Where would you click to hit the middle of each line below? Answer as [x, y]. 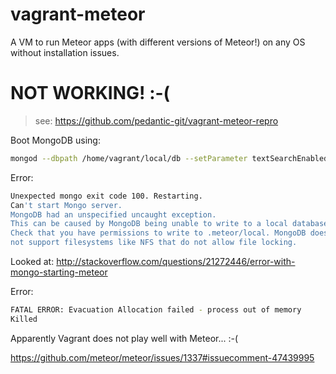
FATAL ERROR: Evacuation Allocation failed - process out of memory [156, 310]
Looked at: [32, 261]
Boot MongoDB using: [55, 140]
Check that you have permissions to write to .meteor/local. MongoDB [158, 233]
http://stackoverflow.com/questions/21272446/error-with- [176, 261]
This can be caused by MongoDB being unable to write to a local [149, 224]
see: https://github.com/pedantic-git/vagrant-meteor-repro [156, 120]
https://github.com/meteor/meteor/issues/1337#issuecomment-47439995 [162, 357]
